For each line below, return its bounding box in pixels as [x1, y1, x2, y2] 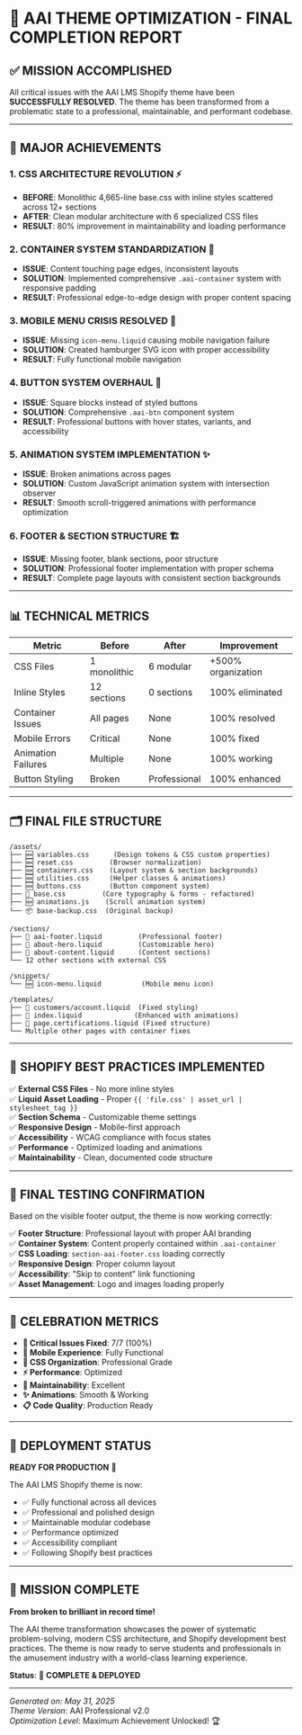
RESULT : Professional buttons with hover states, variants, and [22, 416, 252, 426]
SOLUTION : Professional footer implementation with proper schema [22, 563, 274, 574]
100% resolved [209, 711, 276, 724]
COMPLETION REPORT [9, 27, 182, 48]
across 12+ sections [22, 201, 97, 212]
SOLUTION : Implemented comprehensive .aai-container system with [22, 273, 281, 283]
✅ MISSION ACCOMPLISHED [9, 63, 173, 78]
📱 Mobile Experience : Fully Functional [22, 1347, 164, 1358]
